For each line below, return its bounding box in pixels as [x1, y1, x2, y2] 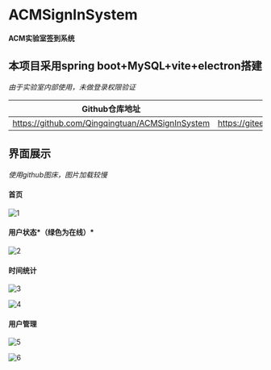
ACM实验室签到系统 [8, 33, 75, 43]
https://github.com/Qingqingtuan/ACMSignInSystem [12, 117, 211, 128]
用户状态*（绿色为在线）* [8, 227, 94, 237]
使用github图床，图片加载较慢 [8, 169, 107, 179]
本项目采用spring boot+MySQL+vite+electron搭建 [8, 59, 262, 73]
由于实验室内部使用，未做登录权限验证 [8, 82, 135, 92]
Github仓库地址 [81, 103, 141, 114]
